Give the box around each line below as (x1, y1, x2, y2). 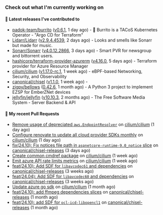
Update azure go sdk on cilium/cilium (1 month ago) (12, 184, 116, 190)
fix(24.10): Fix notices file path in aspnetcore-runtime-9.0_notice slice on (12, 142, 159, 148)
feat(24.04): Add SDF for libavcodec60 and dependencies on (12, 173, 134, 179)
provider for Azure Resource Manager (12, 63, 89, 69)
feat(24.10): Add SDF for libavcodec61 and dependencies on (12, 163, 133, 169)
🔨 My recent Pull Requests (5, 110, 59, 116)
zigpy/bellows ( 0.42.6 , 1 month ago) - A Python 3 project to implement (12, 84, 153, 90)
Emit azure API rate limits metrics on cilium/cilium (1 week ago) (12, 158, 138, 164)
